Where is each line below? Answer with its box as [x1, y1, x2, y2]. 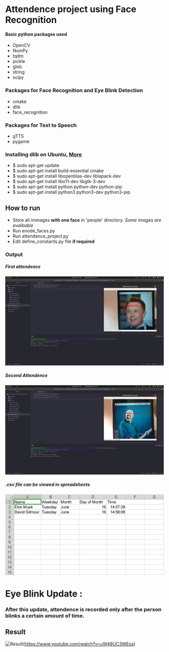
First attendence [5, 263, 41, 270]
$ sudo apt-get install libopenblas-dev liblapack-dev [12, 173, 121, 179]
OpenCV [12, 42, 31, 48]
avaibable [12, 222, 34, 228]
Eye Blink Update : [5, 588, 83, 599]
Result [5, 628, 26, 636]
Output [5, 251, 23, 258]
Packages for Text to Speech [5, 122, 77, 129]
